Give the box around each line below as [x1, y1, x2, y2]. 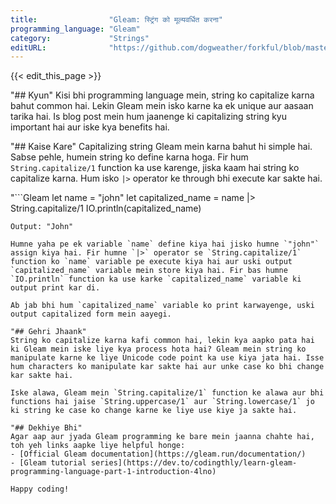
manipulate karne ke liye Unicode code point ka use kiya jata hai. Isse [10, 353, 325, 363]
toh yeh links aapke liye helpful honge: [10, 441, 186, 451]
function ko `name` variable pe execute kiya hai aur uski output [10, 257, 293, 267]
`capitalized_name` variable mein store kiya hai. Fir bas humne [10, 266, 288, 276]
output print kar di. [10, 283, 101, 293]
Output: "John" [10, 222, 74, 232]
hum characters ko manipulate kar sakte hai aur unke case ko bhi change [10, 362, 325, 372]
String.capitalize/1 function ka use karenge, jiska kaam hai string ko [10, 162, 300, 174]
